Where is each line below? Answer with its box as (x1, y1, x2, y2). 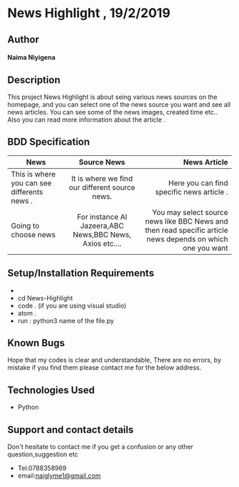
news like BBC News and (144, 216, 228, 226)
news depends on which (147, 234, 228, 243)
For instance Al (77, 211, 127, 221)
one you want (182, 243, 228, 253)
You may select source (152, 207, 228, 217)
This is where (11, 169, 55, 179)
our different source (68, 182, 136, 192)
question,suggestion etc (7, 450, 78, 459)
